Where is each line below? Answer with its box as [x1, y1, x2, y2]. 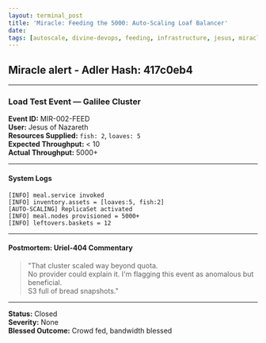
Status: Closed [8, 309, 58, 318]
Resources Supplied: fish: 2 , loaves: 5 [8, 131, 141, 141]
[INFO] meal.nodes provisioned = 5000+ [8, 212, 140, 220]
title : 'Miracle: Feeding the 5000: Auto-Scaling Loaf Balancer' [8, 19, 228, 27]
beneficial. [27, 277, 63, 287]
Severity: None [8, 317, 59, 326]
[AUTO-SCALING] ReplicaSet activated [8, 205, 133, 213]
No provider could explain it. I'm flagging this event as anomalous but [27, 269, 254, 279]
